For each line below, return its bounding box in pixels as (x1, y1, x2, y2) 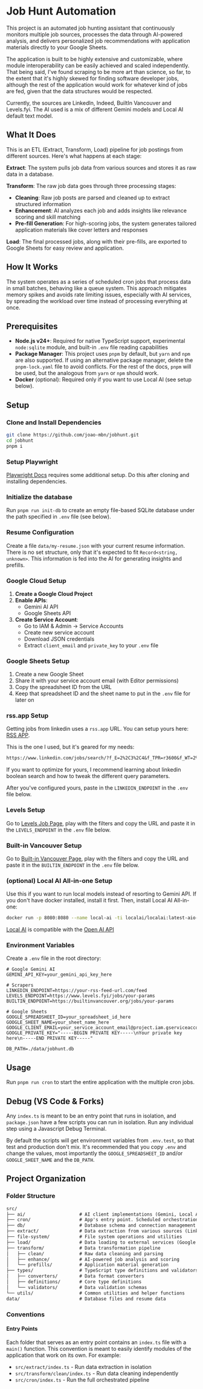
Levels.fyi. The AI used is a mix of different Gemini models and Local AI (6, 105, 184, 113)
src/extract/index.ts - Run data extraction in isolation (14, 1363, 152, 1370)
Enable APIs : (14, 596, 48, 604)
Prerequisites (6, 321, 58, 331)
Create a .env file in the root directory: (6, 954, 101, 962)
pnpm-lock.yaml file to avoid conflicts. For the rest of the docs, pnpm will (14, 363, 192, 370)
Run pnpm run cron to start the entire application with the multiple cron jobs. (6, 1079, 195, 1086)
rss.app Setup (6, 711, 49, 720)
